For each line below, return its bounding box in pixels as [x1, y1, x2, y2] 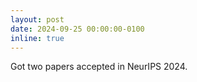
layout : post [10, 14, 65, 25]
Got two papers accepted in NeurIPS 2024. [10, 61, 188, 73]
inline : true [10, 33, 65, 43]
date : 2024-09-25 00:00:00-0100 [10, 24, 145, 34]
